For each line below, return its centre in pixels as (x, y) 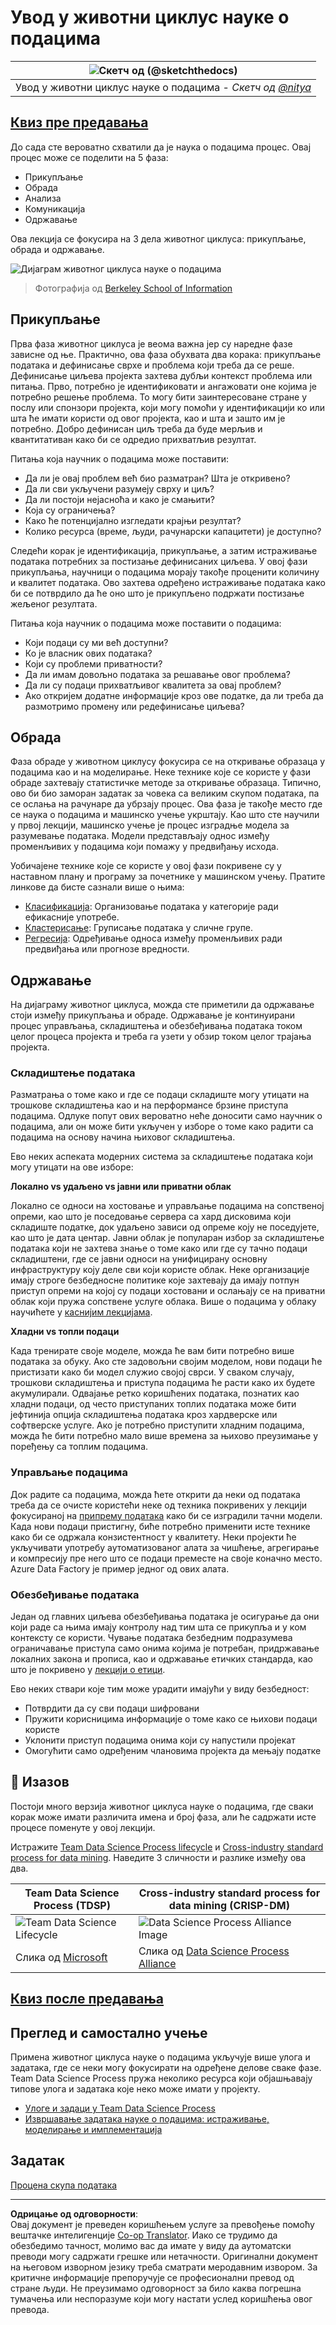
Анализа (43, 198)
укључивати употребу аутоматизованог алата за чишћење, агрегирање (165, 1547)
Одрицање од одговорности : (74, 2213)
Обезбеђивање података (75, 1594)
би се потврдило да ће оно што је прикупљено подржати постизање (157, 593)
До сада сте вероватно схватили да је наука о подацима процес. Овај (161, 147)
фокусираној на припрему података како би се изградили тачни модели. (166, 1515)
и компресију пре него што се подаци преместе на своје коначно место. (166, 1558)
